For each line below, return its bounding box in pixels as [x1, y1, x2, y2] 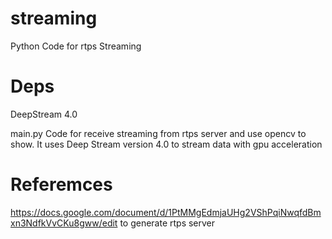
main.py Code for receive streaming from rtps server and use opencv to [10, 127, 307, 139]
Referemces [10, 173, 113, 196]
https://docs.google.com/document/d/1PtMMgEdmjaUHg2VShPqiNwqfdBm [10, 206, 322, 218]
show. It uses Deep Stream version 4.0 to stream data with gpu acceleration [10, 138, 323, 150]
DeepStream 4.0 [10, 108, 78, 120]
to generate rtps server [119, 217, 216, 229]
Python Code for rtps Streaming [10, 40, 142, 52]
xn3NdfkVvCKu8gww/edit [10, 217, 118, 229]
